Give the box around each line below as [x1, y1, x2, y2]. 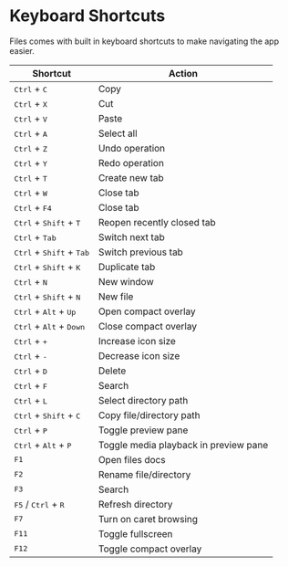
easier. [9, 45, 35, 56]
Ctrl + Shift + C [14, 408, 81, 421]
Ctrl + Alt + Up [14, 305, 77, 318]
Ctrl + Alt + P [14, 438, 72, 451]
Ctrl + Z [14, 142, 48, 154]
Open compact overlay [98, 305, 196, 318]
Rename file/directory [98, 467, 191, 480]
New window [98, 275, 154, 288]
